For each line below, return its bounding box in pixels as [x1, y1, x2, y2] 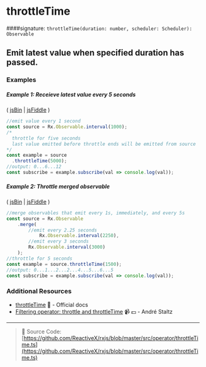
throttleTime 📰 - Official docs [15, 301, 88, 308]
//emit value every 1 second [6, 118, 81, 124]
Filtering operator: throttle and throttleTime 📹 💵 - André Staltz [15, 308, 173, 315]
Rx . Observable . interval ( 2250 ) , [39, 233, 120, 239]
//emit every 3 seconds [28, 238, 89, 244]
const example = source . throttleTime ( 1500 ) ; [6, 261, 122, 267]
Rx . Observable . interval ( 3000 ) [28, 244, 105, 251]
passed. [6, 57, 38, 68]
